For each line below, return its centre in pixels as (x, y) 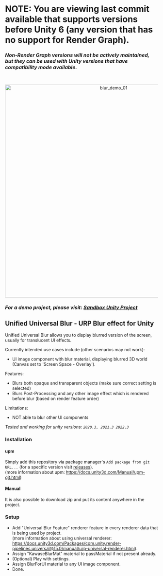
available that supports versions (72, 19)
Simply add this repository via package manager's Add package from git (77, 462)
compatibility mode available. (41, 68)
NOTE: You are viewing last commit (77, 9)
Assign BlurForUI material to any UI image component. (66, 564)
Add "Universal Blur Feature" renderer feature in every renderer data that (85, 528)
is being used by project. (37, 533)
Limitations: (16, 408)
